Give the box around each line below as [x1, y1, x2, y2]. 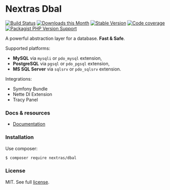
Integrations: [5, 76, 32, 82]
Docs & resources [5, 109, 50, 116]
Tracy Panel [12, 97, 38, 103]
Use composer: [5, 145, 38, 151]
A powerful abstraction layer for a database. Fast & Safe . [5, 35, 125, 41]
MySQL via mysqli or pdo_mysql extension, [12, 55, 102, 61]
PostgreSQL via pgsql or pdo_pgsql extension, [12, 60, 110, 66]
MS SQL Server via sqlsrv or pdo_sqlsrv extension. [12, 66, 121, 72]
